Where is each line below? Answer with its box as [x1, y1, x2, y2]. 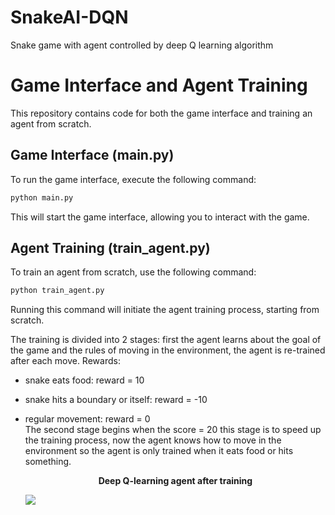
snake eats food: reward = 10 [24, 374, 145, 386]
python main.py [10, 192, 74, 203]
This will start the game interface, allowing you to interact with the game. [10, 211, 310, 223]
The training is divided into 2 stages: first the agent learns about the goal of [10, 334, 322, 346]
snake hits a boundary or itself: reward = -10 [24, 394, 208, 406]
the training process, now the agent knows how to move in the [24, 434, 282, 446]
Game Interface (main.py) [10, 147, 175, 164]
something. [24, 456, 72, 468]
